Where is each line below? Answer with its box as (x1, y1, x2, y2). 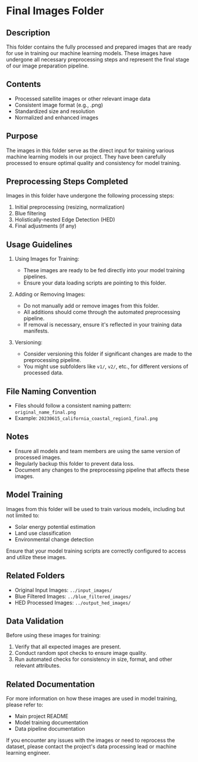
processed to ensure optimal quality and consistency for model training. (6, 159, 181, 166)
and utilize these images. (6, 553, 67, 560)
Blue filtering (14, 210, 46, 217)
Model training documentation (14, 719, 89, 726)
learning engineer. (6, 750, 50, 757)
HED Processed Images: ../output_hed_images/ (14, 599, 131, 606)
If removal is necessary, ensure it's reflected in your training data (23, 321, 182, 328)
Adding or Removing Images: (14, 291, 86, 298)
